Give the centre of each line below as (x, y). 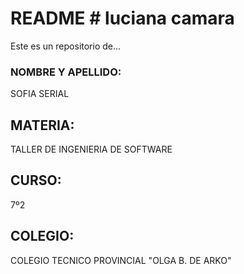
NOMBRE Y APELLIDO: (66, 72)
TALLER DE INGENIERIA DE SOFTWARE (91, 149)
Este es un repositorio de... (66, 46)
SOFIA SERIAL (40, 94)
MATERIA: (42, 125)
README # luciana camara (122, 18)
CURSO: (36, 180)
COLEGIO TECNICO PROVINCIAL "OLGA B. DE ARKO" (121, 260)
